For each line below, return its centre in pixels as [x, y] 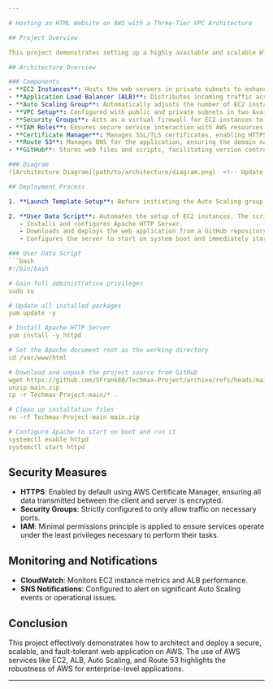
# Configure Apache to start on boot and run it [92, 432]
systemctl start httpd [47, 447]
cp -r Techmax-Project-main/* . [63, 395]
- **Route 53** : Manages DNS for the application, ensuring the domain [132, 142]
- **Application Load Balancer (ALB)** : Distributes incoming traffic [130, 97]
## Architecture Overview [52, 67]
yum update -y [32, 313]
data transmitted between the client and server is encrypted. [121, 500]
